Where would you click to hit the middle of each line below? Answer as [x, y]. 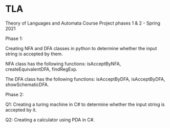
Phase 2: [15, 94]
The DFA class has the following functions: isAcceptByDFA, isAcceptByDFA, [85, 79]
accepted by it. [21, 110]
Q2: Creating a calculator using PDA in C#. [50, 120]
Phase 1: [14, 38]
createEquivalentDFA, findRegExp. [41, 69]
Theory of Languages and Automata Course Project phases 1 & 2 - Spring [83, 23]
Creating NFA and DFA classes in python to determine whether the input [81, 48]
